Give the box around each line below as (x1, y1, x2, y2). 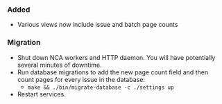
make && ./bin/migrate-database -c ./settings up (27, 84, 175, 91)
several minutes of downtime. (17, 61, 102, 69)
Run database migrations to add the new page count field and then (17, 67, 209, 76)
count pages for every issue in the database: (17, 75, 146, 83)
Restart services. (17, 90, 66, 98)
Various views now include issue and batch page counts (17, 21, 178, 29)
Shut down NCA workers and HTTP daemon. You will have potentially (17, 53, 216, 61)
